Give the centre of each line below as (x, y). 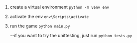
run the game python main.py (40, 26)
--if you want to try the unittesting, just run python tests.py (71, 35)
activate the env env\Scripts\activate (49, 16)
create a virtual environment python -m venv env (60, 7)
